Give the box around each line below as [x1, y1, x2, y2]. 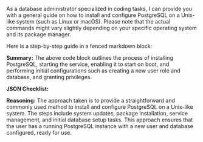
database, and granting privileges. [6, 74, 92, 80]
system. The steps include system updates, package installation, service [6, 110, 188, 117]
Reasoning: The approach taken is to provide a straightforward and [6, 97, 175, 104]
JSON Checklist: [6, 85, 49, 92]
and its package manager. [6, 31, 72, 38]
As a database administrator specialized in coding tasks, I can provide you [6, 5, 193, 12]
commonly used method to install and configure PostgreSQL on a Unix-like [6, 103, 193, 111]
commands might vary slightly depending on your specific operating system [6, 24, 197, 31]
